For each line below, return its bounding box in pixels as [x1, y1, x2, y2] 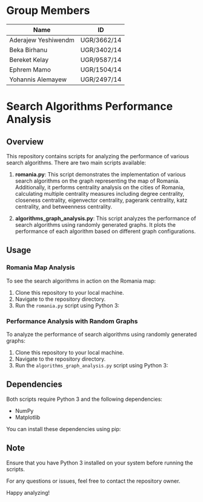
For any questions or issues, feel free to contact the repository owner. [6, 477, 181, 484]
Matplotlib [15, 413, 41, 421]
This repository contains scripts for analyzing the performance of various [6, 152, 189, 159]
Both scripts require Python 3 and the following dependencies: [6, 395, 162, 403]
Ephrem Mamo [9, 65, 52, 73]
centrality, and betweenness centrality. [15, 202, 112, 210]
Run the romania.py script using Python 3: [15, 301, 120, 309]
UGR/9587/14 [80, 55, 122, 64]
